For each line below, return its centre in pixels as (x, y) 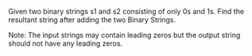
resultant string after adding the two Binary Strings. (92, 20)
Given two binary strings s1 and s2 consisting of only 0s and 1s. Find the (126, 11)
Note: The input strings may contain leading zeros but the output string (124, 35)
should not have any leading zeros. (66, 43)
